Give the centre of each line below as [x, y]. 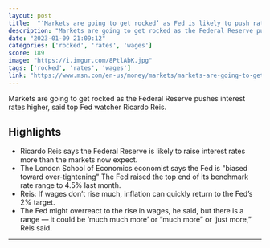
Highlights [35, 132]
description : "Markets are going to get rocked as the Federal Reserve [131, 30]
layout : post [30, 16]
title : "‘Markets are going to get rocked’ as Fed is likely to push [129, 23]
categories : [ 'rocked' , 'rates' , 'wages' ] [80, 46]
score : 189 [27, 53]
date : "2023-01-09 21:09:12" [57, 38]
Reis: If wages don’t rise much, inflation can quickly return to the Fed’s [136, 194]
